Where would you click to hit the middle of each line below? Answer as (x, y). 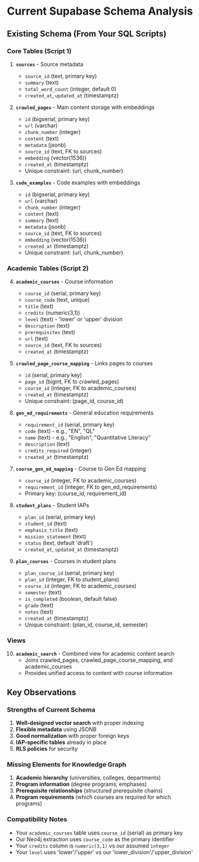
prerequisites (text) (50, 332)
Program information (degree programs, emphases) (81, 784)
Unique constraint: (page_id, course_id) (74, 401)
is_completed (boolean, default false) (71, 599)
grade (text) (39, 605)
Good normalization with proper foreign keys (73, 736)
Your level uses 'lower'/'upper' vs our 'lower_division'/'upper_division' (104, 852)
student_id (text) (46, 524)
